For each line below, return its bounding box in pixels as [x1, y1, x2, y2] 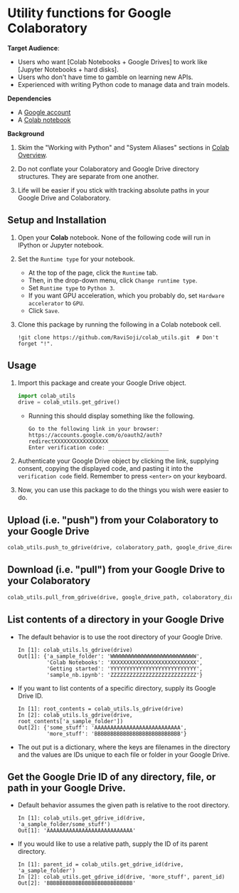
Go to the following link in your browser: [28, 426, 160, 433]
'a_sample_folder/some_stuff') [17, 821, 111, 828]
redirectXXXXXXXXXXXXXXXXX [28, 438, 109, 445]
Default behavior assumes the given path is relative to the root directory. [17, 801, 230, 810]
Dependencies [7, 94, 52, 103]
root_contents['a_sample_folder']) [17, 718, 124, 725]
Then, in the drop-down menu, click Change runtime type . [28, 276, 198, 285]
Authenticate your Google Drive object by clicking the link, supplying [17, 456, 219, 465]
